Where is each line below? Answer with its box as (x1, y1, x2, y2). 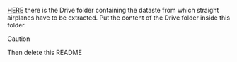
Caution (7, 35, 30, 43)
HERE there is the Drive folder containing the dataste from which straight (7, 6, 219, 14)
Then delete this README (7, 49, 83, 56)
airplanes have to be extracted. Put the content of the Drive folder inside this (7, 13, 231, 22)
